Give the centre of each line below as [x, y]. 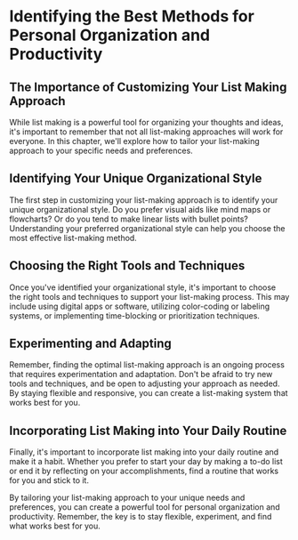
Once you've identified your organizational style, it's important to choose [143, 287]
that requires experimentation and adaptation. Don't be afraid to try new [141, 375]
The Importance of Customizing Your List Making [148, 87]
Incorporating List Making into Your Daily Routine [148, 430]
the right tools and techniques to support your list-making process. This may [149, 296]
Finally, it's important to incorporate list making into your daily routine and [144, 452]
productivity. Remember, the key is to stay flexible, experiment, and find [141, 517]
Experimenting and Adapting [90, 344]
